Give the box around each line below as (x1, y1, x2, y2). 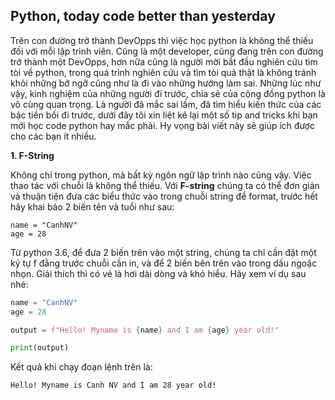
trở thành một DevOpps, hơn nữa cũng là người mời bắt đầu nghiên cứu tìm (10, 55, 318, 68)
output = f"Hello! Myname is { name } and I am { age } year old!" (10, 325, 280, 335)
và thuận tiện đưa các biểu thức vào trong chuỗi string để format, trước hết (10, 190, 318, 202)
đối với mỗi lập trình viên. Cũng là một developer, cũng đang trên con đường (10, 45, 324, 57)
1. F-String (10, 149, 55, 161)
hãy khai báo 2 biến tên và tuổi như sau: (10, 200, 175, 213)
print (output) (10, 343, 70, 353)
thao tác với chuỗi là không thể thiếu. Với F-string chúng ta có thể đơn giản (10, 179, 320, 191)
